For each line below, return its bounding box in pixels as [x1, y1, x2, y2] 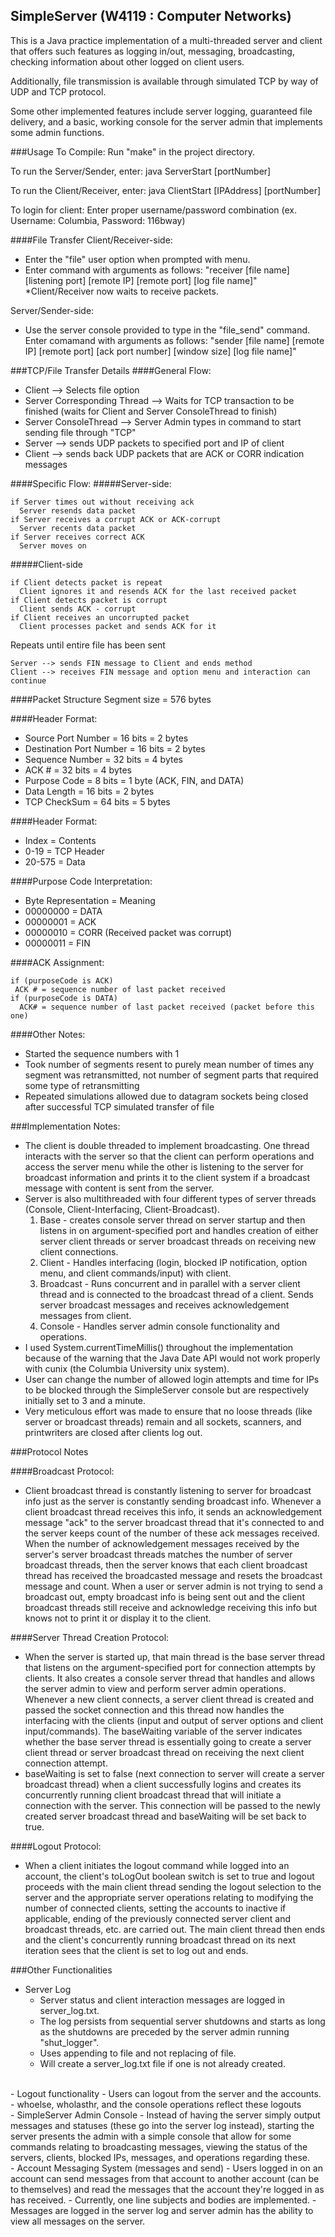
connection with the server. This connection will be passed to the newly [24, 1799, 321, 1811]
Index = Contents [24, 834, 97, 846]
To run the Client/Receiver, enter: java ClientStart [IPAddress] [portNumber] [10, 184, 322, 196]
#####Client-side [10, 558, 84, 570]
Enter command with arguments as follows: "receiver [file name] [24, 264, 290, 276]
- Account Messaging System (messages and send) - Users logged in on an [10, 2162, 324, 2174]
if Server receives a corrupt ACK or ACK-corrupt [10, 514, 222, 524]
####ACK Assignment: [10, 956, 105, 968]
